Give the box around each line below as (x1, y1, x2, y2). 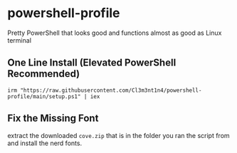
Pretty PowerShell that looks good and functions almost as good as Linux (7, 28, 222, 37)
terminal (7, 36, 32, 44)
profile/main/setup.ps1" (7, 93, 81, 100)
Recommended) (7, 68, 80, 80)
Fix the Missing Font (7, 112, 99, 125)
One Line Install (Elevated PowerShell (7, 57, 177, 69)
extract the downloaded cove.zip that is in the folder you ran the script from (7, 131, 230, 139)
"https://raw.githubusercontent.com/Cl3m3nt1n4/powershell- (20, 87, 202, 94)
